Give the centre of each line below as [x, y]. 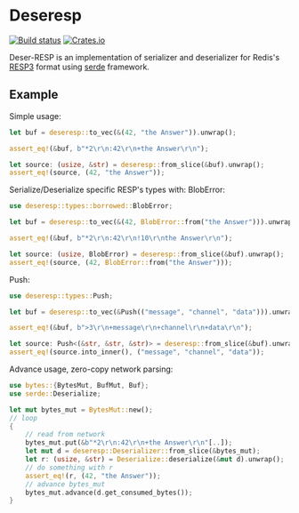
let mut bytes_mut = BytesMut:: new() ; [81, 410]
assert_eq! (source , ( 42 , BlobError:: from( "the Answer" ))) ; [121, 262]
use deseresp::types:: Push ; [61, 296]
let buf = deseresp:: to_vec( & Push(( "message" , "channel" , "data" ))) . [141, 312]
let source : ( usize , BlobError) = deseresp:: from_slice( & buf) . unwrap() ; [147, 254]
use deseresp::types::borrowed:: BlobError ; [91, 206]
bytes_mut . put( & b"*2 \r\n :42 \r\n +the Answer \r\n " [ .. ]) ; [129, 443]
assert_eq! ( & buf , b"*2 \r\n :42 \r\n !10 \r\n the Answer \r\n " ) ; [121, 238]
